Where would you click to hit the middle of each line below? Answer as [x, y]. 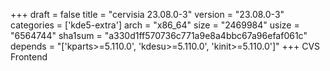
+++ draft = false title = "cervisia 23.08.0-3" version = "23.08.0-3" [147, 14]
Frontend [29, 57]
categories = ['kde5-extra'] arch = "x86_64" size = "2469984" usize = [155, 25]
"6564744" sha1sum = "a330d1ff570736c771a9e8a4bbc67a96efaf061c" [159, 35]
